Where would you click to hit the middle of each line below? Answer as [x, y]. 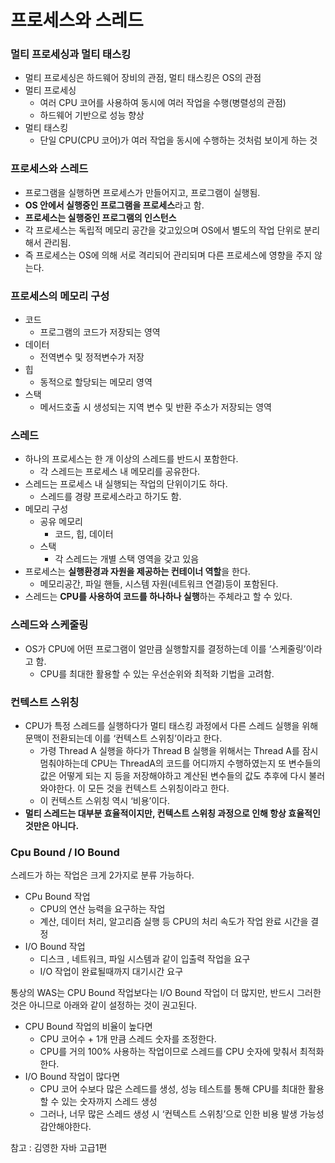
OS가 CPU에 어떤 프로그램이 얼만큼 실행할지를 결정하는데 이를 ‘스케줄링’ [165, 648]
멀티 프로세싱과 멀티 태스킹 [71, 54]
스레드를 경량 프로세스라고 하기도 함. [110, 497]
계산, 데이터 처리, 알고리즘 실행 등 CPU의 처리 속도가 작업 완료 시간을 [174, 922]
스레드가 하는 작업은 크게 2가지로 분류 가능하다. [102, 875]
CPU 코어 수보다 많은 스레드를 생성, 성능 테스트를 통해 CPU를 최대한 [173, 1089]
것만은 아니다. [52, 825]
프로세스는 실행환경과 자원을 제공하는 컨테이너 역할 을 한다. [137, 572]
